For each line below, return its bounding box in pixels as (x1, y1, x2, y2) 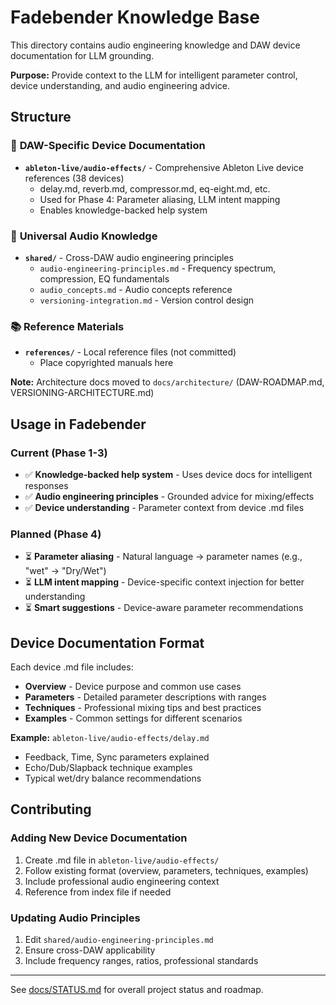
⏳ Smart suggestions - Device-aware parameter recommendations (24, 602, 304, 614)
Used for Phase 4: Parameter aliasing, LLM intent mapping (39, 193, 281, 205)
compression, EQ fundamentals (39, 272, 170, 285)
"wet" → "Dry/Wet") (24, 565, 107, 577)
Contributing (10, 801, 92, 818)
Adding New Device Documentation (10, 831, 188, 845)
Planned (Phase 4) (10, 527, 102, 541)
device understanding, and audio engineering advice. (10, 79, 230, 91)
